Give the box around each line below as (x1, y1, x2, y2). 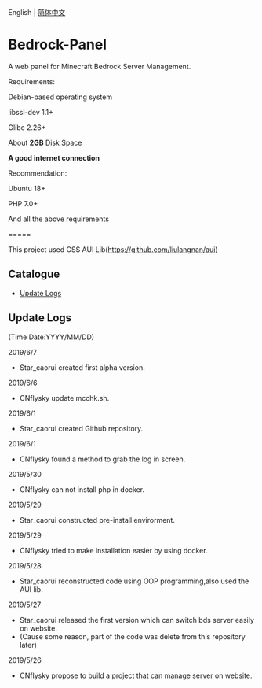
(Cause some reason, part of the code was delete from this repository (19, 631, 246, 641)
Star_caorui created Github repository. (19, 424, 144, 433)
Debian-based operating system (8, 92, 112, 102)
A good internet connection (8, 153, 100, 162)
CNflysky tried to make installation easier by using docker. (19, 546, 208, 555)
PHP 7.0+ (8, 198, 38, 208)
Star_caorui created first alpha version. (19, 362, 145, 372)
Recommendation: (8, 168, 67, 178)
